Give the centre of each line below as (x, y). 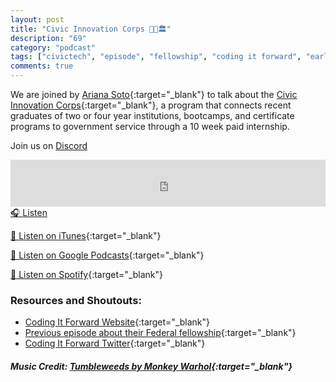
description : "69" (48, 38)
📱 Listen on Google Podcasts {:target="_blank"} (107, 255)
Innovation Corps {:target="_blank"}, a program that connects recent (151, 105)
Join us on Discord (49, 145)
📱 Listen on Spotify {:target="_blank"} (87, 274)
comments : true (42, 66)
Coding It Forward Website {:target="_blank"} (117, 322)
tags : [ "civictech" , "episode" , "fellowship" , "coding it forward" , (156, 57)
